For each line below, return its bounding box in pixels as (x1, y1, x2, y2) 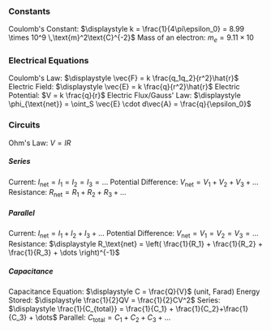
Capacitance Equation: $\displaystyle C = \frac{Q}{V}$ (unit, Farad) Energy (8, 286, 260, 296)
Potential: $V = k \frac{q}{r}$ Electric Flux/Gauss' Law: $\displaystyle (8, 91, 241, 101)
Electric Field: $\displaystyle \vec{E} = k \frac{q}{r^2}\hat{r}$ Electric (8, 82, 241, 92)
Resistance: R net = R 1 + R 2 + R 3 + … (8, 187, 127, 200)
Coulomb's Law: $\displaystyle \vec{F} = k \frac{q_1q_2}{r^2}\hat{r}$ (8, 73, 239, 83)
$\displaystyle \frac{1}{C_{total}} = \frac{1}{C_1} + (8, 303, 174, 313)
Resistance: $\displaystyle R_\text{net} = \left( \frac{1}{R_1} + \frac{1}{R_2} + (8, 239, 264, 249)
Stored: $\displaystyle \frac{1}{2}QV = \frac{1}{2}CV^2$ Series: (8, 294, 221, 305)
